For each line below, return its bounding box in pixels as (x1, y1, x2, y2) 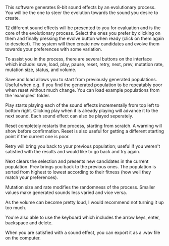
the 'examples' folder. (5, 93, 50, 98)
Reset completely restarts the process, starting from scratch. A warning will (5, 123, 162, 129)
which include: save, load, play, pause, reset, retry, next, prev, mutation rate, (5, 61, 164, 67)
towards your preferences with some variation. (5, 46, 102, 52)
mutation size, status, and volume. (5, 67, 77, 73)
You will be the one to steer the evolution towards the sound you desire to (5, 10, 158, 16)
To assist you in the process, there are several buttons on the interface (5, 56, 152, 62)
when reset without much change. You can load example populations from (5, 87, 160, 93)
